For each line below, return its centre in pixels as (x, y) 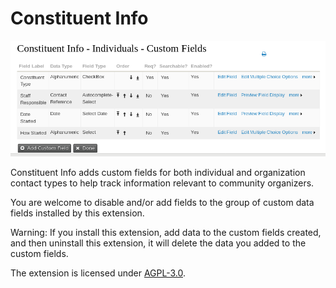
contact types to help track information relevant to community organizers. (162, 183)
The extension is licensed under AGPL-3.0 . (98, 273)
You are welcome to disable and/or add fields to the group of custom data (162, 203)
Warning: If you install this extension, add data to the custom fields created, (166, 233)
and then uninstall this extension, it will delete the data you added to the (158, 243)
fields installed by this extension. (77, 213)
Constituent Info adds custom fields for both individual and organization (158, 173)
